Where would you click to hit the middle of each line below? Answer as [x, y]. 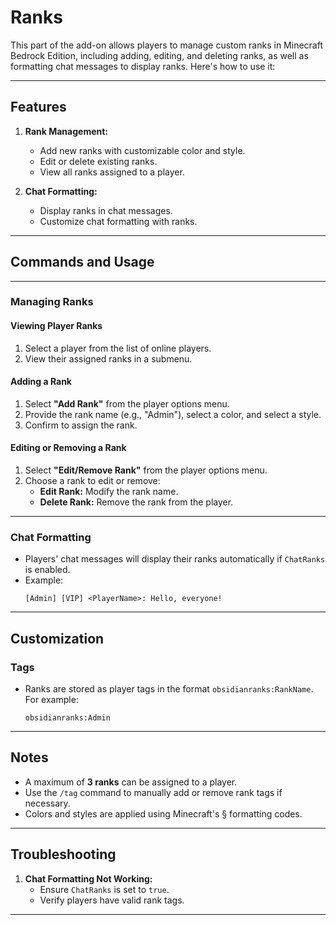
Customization [57, 638]
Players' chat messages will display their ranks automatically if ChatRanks [175, 559]
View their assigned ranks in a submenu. [108, 358]
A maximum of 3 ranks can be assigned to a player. [131, 782]
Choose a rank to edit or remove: [92, 481]
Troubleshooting [63, 854]
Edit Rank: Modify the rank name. [109, 492]
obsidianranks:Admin [67, 718]
